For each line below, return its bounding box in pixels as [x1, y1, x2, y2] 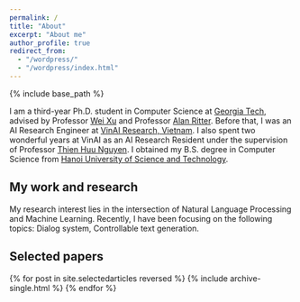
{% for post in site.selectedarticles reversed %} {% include [9, 272, 228, 284]
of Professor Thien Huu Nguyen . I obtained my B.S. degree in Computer [9, 143, 276, 154]
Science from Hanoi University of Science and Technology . [9, 153, 229, 164]
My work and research [9, 179, 139, 195]
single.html [9, 282, 50, 293]
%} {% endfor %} [51, 282, 117, 293]
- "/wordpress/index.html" [17, 64, 119, 73]
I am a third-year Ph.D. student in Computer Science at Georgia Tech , [9, 105, 267, 116]
